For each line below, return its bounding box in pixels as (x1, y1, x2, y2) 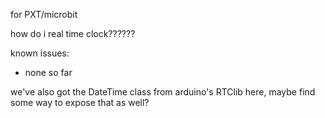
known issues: (10, 47, 70, 59)
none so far (24, 67, 73, 78)
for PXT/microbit (10, 9, 78, 20)
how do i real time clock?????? (10, 28, 136, 39)
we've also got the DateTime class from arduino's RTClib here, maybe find (10, 86, 316, 98)
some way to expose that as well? (10, 97, 150, 108)
